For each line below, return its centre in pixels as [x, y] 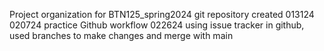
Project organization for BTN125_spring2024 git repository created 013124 [162, 14]
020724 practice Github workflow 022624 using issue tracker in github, [157, 25]
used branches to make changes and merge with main [121, 35]
